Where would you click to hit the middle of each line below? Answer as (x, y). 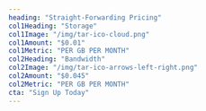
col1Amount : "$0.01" (47, 43)
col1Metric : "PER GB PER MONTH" (69, 51)
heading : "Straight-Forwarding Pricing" (85, 17)
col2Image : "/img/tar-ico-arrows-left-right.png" (103, 68)
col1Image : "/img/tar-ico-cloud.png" (79, 34)
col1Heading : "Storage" (53, 26)
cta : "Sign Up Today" (49, 92)
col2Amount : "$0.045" (49, 76)
